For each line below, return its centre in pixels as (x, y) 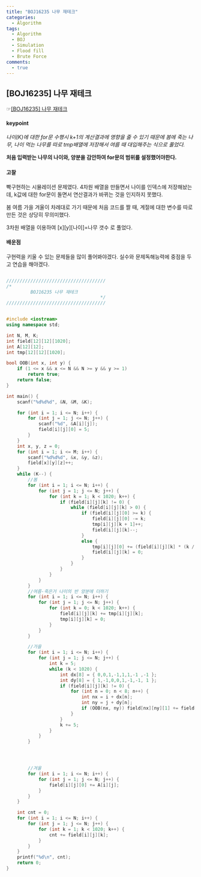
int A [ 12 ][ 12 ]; (25, 347)
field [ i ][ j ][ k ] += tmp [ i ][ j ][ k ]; (102, 614)
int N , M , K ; (22, 336)
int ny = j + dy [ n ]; (107, 703)
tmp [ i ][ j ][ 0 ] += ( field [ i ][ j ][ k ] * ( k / (143, 547)
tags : (13, 29)
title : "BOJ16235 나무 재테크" (42, 12)
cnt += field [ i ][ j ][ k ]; (79, 835)
